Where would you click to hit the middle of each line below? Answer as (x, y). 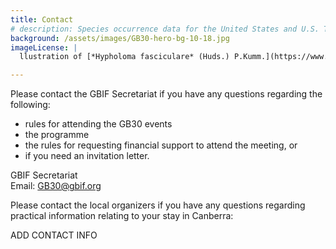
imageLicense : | (44, 47)
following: (30, 105)
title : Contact (42, 19)
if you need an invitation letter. (87, 156)
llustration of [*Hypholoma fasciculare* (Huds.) (124, 57)
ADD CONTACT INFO (54, 235)
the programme (57, 135)
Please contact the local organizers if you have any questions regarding (158, 205)
